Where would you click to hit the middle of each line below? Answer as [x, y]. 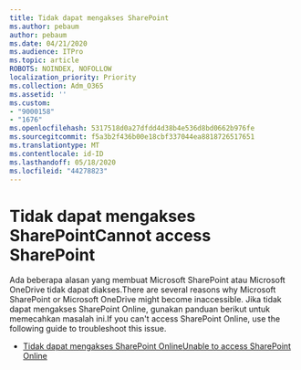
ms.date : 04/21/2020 [49, 43]
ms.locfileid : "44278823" [58, 171]
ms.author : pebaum [44, 26]
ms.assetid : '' [38, 94]
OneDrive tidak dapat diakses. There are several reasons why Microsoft [143, 290]
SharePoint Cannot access [110, 235]
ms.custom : [30, 103]
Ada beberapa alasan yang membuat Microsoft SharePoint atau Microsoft [147, 280]
